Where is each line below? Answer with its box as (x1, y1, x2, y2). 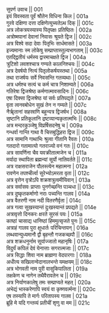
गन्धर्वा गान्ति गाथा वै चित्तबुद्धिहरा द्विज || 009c (6, 129, 95, 136)
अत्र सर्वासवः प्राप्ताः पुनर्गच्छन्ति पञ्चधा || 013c (6, 183, 95, 190)
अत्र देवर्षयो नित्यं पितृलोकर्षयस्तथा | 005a (6, 67, 88, 74)
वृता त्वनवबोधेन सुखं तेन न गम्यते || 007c (6, 101, 87, 109)
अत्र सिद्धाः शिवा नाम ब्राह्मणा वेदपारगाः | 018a (6, 252, 92, 258)
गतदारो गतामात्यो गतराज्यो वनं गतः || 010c (6, 143, 89, 149)
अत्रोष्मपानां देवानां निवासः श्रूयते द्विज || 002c (6, 33, 92, 40)
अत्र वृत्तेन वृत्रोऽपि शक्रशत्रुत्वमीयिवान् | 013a (6, 177, 91, 183)
